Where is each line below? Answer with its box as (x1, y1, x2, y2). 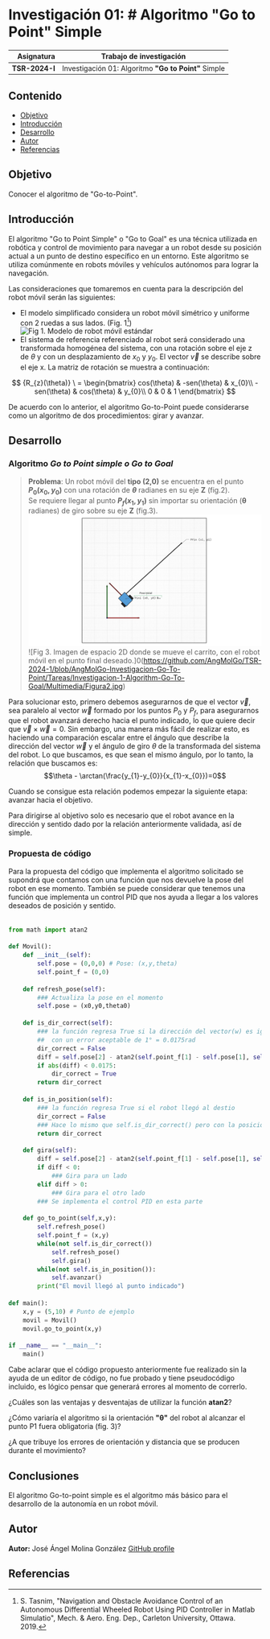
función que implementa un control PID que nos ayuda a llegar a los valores (8, 892, 259, 902)
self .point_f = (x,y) (37, 1232, 110, 1240)
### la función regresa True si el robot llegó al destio (37, 1104, 235, 1112)
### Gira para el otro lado (51, 1189, 146, 1197)
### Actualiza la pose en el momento (37, 993, 163, 1001)
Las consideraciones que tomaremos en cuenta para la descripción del (8, 283, 243, 293)
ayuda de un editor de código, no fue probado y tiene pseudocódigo (8, 1373, 235, 1383)
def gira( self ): (22, 1146, 78, 1154)
